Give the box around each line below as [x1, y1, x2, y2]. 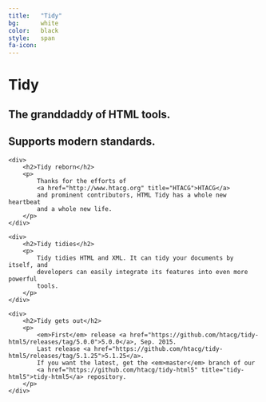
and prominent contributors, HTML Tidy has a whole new [37, 191, 227, 199]
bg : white [8, 19, 59, 27]
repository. [86, 372, 127, 380]
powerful [8, 275, 38, 283]
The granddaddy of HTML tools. [8, 107, 171, 121]
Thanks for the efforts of [37, 177, 127, 185]
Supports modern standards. [8, 135, 156, 149]
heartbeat [8, 197, 42, 206]
